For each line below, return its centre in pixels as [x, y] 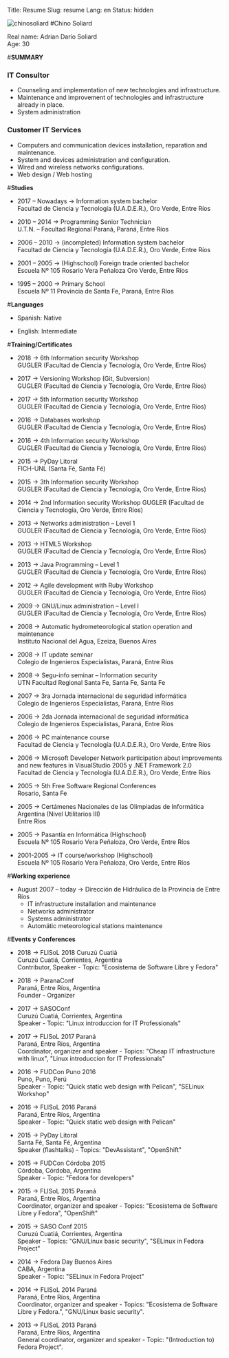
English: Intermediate [47, 331]
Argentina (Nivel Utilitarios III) [59, 814]
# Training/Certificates [40, 344]
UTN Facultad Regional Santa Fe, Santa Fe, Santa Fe [91, 682]
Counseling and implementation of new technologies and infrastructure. [119, 90]
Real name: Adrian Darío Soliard [52, 37]
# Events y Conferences [41, 939]
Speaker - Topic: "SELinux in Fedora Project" [80, 1276]
